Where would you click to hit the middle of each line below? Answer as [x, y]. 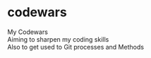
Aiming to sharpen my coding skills [58, 39]
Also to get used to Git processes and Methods [76, 47]
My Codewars [28, 32]
